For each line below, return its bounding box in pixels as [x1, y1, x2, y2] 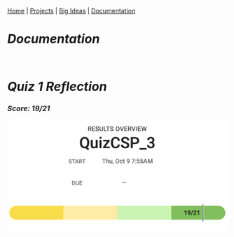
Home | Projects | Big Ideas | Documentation [7, 7, 136, 15]
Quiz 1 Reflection [7, 79, 107, 94]
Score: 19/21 [7, 103, 50, 113]
